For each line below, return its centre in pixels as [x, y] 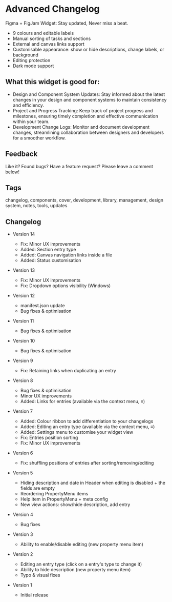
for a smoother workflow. [39, 138]
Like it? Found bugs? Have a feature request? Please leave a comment [79, 166]
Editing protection [31, 60]
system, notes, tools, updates [36, 206]
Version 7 [23, 411]
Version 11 [23, 321]
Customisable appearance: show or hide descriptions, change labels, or [89, 49]
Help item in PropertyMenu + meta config [64, 499]
